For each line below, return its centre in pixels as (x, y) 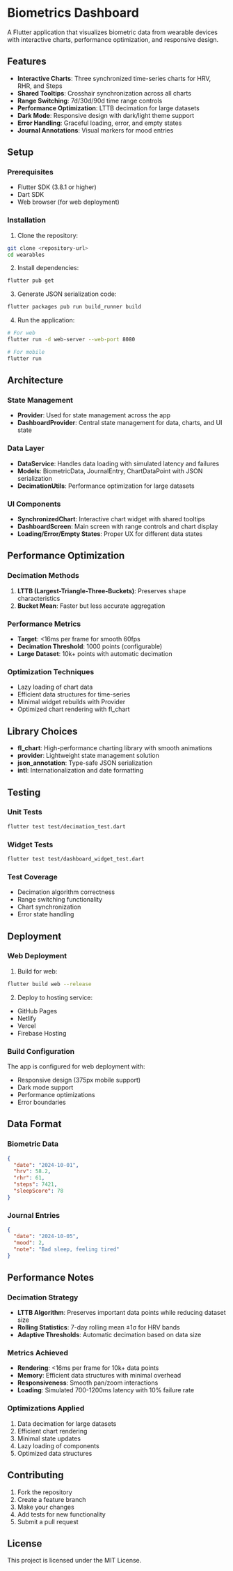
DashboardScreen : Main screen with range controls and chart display (118, 527)
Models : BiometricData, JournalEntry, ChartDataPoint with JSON (110, 471)
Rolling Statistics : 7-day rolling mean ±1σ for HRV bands (98, 1327)
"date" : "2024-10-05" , (46, 1236)
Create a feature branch (51, 1499)
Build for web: (37, 971)
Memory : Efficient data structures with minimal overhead (99, 1376)
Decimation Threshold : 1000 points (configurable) (90, 646)
